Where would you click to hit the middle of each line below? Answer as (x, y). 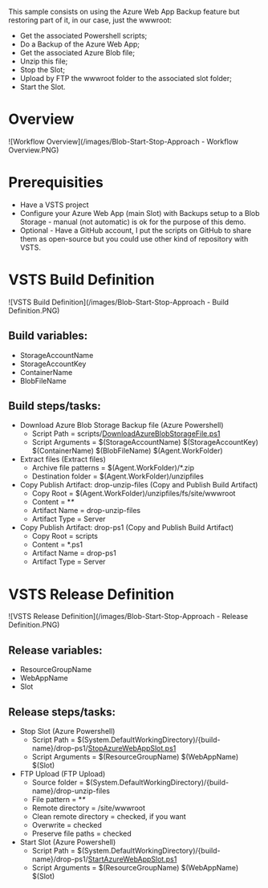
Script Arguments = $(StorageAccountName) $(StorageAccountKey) (145, 442)
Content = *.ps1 (57, 544)
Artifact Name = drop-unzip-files (86, 511)
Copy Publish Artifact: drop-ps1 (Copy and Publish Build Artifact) (127, 528)
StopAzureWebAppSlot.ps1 (132, 748)
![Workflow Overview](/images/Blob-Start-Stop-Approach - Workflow (124, 141)
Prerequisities (56, 183)
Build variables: (48, 336)
